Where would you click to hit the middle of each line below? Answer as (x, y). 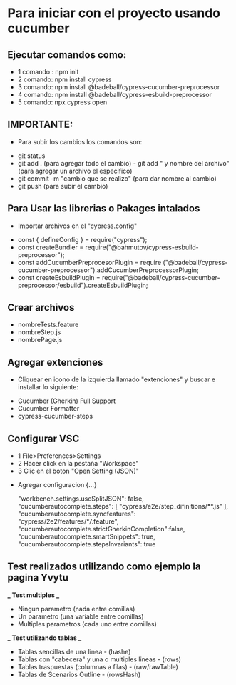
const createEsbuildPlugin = (59, 277)
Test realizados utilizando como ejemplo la (104, 567)
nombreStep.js (39, 332)
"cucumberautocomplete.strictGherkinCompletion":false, (101, 529)
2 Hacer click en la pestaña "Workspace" (78, 464)
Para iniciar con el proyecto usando (114, 13)
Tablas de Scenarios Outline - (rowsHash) (79, 674)
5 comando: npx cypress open (62, 102)
